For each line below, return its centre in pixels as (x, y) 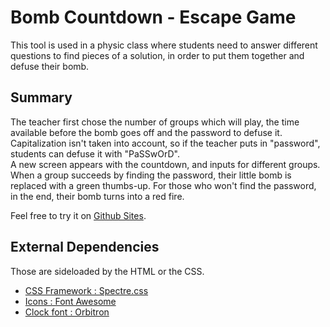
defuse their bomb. (50, 66)
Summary (41, 97)
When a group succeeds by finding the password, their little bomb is (151, 175)
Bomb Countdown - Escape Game (153, 17)
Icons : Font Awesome (70, 301)
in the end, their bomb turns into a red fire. (97, 196)
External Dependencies (85, 247)
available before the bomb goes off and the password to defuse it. (146, 132)
